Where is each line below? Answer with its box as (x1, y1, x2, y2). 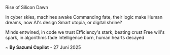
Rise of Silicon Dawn (5, 5, 48, 10)
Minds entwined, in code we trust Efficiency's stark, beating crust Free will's (5, 29, 165, 35)
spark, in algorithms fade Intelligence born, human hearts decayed (5, 35, 145, 40)
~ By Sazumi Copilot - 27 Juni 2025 (5, 44, 81, 50)
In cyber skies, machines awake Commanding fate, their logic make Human (5, 14, 163, 20)
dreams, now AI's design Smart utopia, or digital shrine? (5, 20, 122, 25)
